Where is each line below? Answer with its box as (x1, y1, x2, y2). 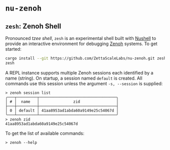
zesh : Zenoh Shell (5, 22, 62, 30)
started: (5, 46, 22, 52)
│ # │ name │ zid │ (5, 99, 119, 104)
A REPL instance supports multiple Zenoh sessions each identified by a (5, 69, 153, 76)
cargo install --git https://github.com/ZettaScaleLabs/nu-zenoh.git (5, 56, 155, 61)
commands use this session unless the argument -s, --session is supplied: (5, 80, 163, 87)
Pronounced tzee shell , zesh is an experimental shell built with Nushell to (5, 35, 156, 41)
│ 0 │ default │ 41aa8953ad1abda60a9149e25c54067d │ (5, 108, 119, 113)
